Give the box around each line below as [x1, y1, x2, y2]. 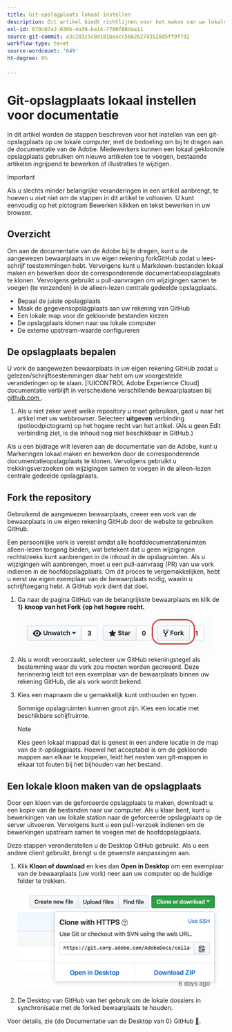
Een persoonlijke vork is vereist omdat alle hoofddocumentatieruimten [7, 538, 206, 547]
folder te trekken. [17, 877, 67, 885]
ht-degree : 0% [7, 55, 48, 62]
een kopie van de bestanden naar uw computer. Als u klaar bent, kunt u [7, 806, 211, 814]
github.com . [7, 393, 43, 402]
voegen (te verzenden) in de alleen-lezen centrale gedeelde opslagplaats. [7, 283, 217, 291]
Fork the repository [7, 491, 92, 503]
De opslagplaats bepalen [7, 346, 116, 358]
